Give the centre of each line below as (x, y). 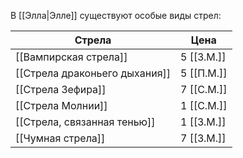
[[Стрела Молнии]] (61, 105)
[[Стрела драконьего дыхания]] (93, 73)
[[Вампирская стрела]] (71, 57)
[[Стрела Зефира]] (61, 89)
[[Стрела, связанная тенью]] (85, 122)
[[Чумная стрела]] (60, 138)
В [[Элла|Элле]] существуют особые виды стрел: (116, 15)
